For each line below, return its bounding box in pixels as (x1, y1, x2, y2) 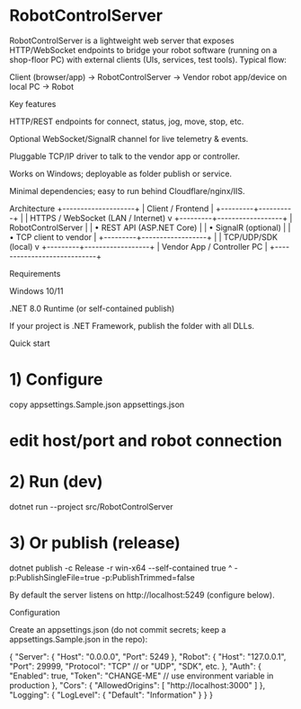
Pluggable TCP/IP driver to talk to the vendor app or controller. (9, 150, 241, 162)
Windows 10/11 (9, 285, 64, 297)
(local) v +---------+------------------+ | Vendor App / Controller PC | (9, 241, 268, 252)
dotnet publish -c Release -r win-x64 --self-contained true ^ (9, 563, 233, 573)
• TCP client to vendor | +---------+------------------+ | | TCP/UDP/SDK (9, 231, 279, 243)
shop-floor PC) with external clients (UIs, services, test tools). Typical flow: (9, 54, 288, 65)
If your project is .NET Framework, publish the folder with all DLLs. (9, 320, 254, 331)
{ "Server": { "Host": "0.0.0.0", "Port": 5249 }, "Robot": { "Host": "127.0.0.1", (9, 651, 287, 661)
